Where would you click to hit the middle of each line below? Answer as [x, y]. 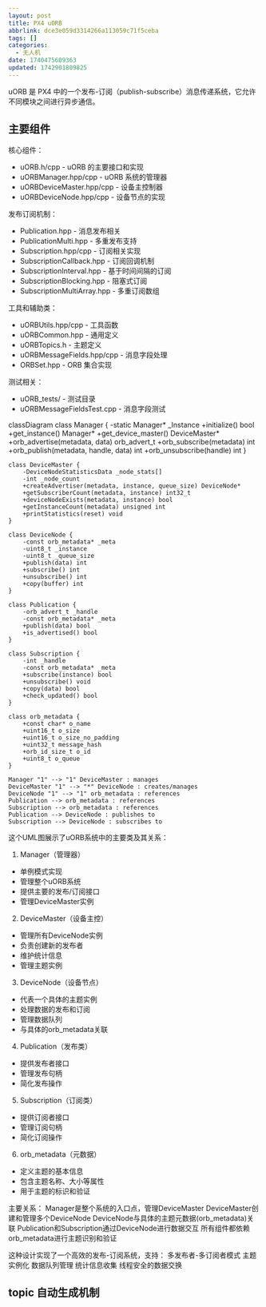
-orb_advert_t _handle [60, 612]
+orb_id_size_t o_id [57, 751]
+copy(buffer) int [53, 584]
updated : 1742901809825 [48, 68]
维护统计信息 [41, 955]
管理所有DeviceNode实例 [61, 935]
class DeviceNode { [41, 535]
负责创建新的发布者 [52, 945]
